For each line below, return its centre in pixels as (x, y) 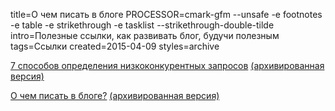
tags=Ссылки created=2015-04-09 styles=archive (115, 46)
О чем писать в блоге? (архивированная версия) (115, 95)
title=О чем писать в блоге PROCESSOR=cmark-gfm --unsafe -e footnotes (166, 14)
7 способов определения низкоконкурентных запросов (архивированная (167, 65)
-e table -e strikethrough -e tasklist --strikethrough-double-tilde (142, 25)
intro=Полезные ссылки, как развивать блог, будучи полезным (145, 35)
